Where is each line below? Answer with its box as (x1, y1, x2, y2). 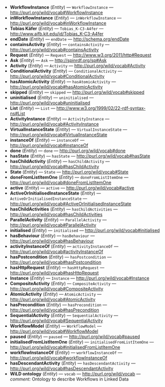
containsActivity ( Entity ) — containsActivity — (9, 41, 110, 47)
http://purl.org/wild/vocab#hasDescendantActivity (9, 365, 114, 371)
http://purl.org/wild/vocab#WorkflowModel (9, 328, 99, 334)
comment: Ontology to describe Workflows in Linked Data (9, 376, 129, 382)
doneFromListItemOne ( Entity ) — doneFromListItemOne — (9, 174, 129, 180)
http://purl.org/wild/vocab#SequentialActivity (9, 317, 103, 323)
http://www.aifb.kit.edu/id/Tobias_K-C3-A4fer (9, 31, 104, 36)
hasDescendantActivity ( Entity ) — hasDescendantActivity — (9, 360, 136, 366)
